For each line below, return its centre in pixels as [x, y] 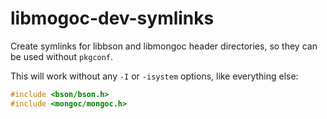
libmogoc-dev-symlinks [112, 18]
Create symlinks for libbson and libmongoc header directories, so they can [164, 46]
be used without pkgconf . [62, 56]
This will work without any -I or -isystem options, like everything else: [154, 76]
